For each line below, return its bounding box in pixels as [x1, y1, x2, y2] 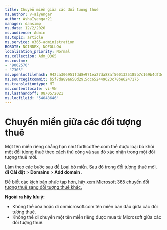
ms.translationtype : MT [5, 81, 55, 86]
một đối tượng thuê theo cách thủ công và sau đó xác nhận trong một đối [5, 149, 155, 155]
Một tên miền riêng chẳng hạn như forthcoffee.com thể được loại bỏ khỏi [5, 144, 154, 150]
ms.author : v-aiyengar [5, 12, 52, 17]
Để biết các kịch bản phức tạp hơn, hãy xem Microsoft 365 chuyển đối [5, 179, 149, 185]
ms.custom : [5, 58, 28, 63]
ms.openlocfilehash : [5, 72, 48, 77]
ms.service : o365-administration [5, 40, 75, 45]
